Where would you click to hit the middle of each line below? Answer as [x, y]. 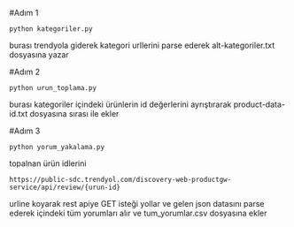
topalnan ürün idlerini [48, 163]
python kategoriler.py [51, 29]
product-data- [259, 104]
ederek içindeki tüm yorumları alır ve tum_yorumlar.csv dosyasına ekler [138, 213]
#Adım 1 [24, 13]
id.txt [19, 113]
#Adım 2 [25, 72]
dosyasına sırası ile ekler [74, 113]
